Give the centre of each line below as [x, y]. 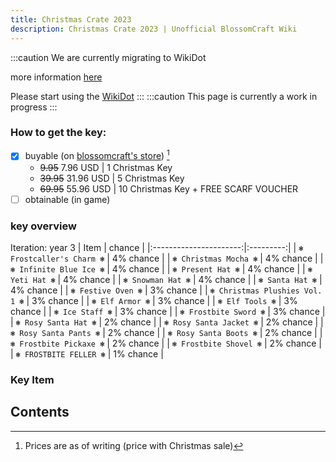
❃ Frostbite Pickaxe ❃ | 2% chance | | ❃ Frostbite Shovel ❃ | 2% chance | [166, 343]
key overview [43, 226]
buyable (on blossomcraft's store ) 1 [97, 155]
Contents [40, 412]
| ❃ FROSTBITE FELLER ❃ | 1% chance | [87, 353]
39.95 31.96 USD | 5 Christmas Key [112, 178]
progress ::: [34, 107]
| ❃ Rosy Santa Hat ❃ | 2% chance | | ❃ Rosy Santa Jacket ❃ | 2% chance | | [167, 322]
